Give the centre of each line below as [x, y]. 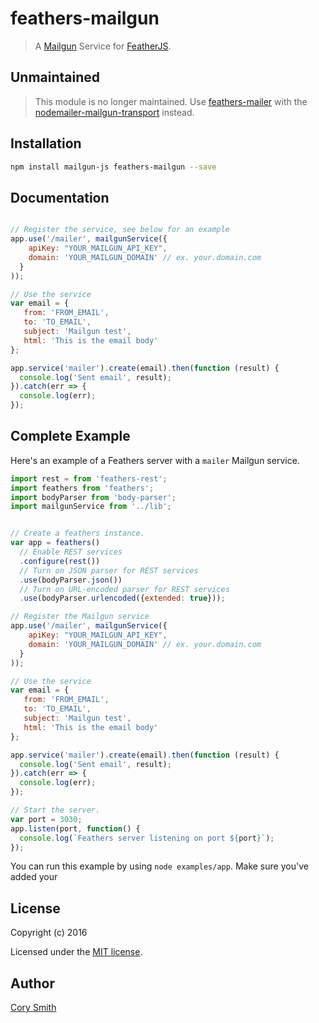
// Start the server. [55, 810]
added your [34, 877]
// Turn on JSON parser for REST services [109, 570]
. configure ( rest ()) [60, 561]
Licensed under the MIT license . [76, 952]
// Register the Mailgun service [80, 617]
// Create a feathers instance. [77, 533]
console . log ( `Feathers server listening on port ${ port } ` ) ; [147, 838]
